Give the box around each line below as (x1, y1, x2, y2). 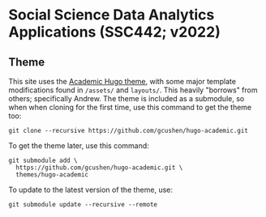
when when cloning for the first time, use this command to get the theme (8, 103, 252, 112)
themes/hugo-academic (15, 171, 89, 179)
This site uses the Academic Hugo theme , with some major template (8, 77, 237, 86)
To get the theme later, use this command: (8, 141, 150, 151)
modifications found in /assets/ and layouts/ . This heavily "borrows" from (8, 85, 258, 95)
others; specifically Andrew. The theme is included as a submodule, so (8, 94, 245, 103)
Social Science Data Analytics (8, 6, 215, 24)
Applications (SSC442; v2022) (8, 23, 221, 41)
